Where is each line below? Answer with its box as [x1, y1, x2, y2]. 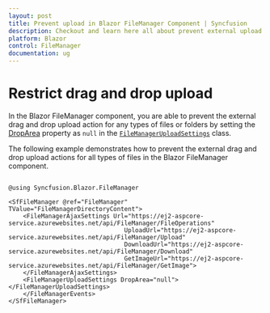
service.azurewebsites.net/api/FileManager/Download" [8, 247, 194, 256]
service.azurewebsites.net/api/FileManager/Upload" [8, 233, 186, 241]
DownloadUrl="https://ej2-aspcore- [124, 240, 244, 248]
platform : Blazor [8, 34, 67, 43]
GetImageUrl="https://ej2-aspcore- [124, 254, 244, 263]
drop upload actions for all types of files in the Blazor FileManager [8, 152, 229, 162]
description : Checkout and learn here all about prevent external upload [8, 27, 263, 35]
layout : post [8, 11, 53, 20]
